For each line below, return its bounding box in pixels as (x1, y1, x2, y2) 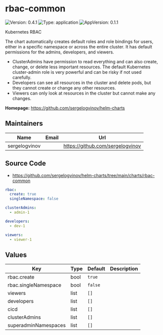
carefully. (12, 74, 32, 80)
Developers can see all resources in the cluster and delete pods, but (12, 80, 152, 86)
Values (5, 250, 27, 259)
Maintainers (5, 119, 43, 128)
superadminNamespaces (7, 322, 66, 329)
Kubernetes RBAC (5, 29, 42, 35)
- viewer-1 (9, 237, 32, 242)
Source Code (5, 159, 46, 168)
